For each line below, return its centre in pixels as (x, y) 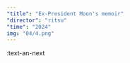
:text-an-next (26, 53)
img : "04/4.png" (30, 33)
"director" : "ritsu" (37, 20)
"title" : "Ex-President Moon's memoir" (65, 14)
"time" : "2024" (29, 27)
